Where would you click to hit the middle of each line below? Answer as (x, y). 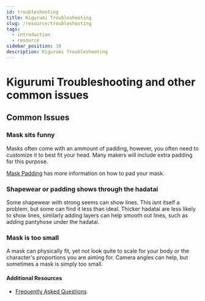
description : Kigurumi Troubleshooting (57, 52)
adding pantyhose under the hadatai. (53, 221)
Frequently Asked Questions (51, 292)
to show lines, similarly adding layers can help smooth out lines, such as (97, 215)
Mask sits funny (31, 135)
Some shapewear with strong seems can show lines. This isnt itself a (93, 202)
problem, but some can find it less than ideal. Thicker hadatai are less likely (101, 209)
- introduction (31, 35)
